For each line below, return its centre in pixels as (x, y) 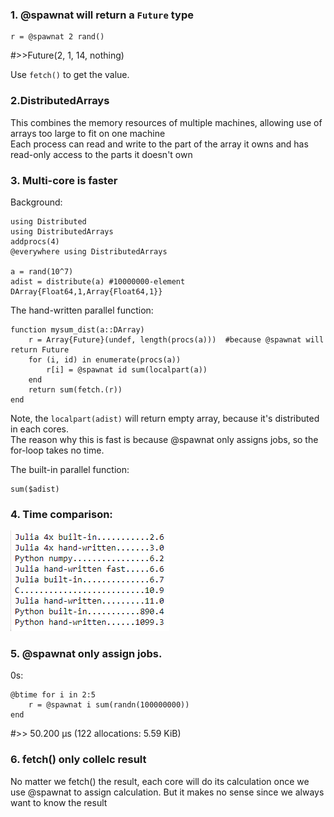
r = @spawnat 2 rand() (57, 37)
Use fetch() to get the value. (70, 75)
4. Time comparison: (61, 514)
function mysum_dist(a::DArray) (77, 329)
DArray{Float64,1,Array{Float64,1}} (86, 291)
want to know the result (59, 802)
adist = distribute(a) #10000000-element (98, 281)
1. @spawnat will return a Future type (102, 15)
